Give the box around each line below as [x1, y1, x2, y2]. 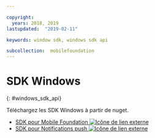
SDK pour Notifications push [15, 125, 88, 132]
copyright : [6, 14, 34, 20]
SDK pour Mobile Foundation [15, 118, 88, 126]
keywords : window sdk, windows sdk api [6, 37, 108, 43]
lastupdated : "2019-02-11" [6, 26, 78, 32]
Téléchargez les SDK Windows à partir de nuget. [6, 107, 129, 114]
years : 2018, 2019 [12, 20, 59, 26]
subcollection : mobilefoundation [6, 48, 95, 54]
